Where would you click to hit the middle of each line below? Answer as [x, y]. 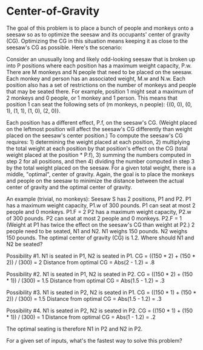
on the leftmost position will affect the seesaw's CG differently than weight [99, 129]
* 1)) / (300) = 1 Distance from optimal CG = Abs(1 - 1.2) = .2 [81, 317]
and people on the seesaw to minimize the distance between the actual [95, 180]
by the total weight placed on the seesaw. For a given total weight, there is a [101, 168]
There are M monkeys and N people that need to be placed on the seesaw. [99, 72]
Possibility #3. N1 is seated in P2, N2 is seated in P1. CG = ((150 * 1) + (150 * [101, 292]
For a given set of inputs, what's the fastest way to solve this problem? [95, 340]
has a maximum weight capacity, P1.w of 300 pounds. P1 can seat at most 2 [101, 205]
